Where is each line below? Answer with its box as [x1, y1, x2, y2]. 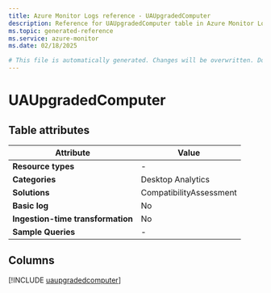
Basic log [12, 200, 49, 211]
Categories [12, 174, 56, 185]
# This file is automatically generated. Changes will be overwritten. [8, 57, 254, 65]
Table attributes [8, 123, 90, 137]
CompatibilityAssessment [140, 187, 238, 198]
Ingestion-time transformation [12, 213, 133, 224]
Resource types [12, 161, 75, 172]
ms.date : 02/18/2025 [8, 42, 78, 50]
